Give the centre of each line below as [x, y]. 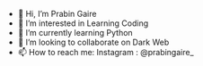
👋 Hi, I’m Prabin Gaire [57, 14]
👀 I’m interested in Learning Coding [83, 23]
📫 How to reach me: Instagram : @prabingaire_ [106, 52]
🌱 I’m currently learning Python [75, 33]
